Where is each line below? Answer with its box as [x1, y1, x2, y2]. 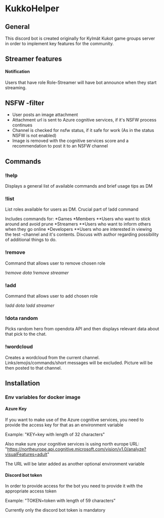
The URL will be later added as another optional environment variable [5, 461, 145, 467]
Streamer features [5, 55, 62, 63]
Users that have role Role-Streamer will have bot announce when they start [5, 79, 157, 85]
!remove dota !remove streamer [5, 270, 69, 275]
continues [12, 122, 33, 128]
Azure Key [5, 406, 27, 412]
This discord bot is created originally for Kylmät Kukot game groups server [5, 35, 155, 41]
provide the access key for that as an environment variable [5, 422, 124, 428]
